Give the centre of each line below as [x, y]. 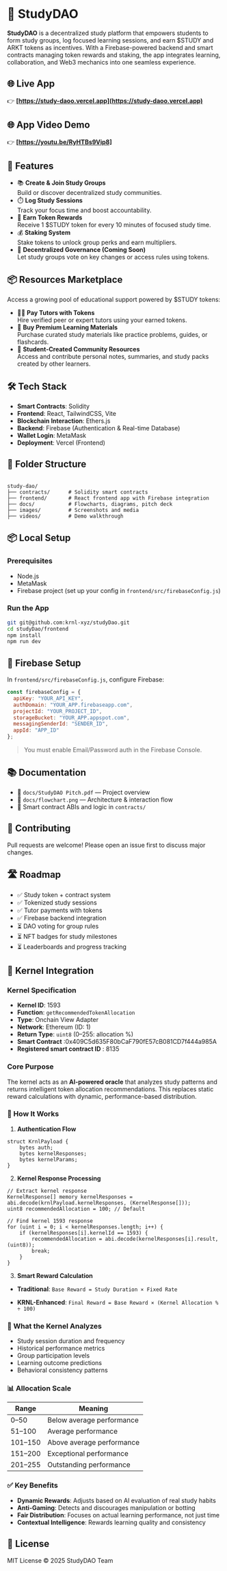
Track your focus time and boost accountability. [84, 210]
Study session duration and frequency [71, 1341]
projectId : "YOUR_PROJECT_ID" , [58, 711]
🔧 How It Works [33, 1114]
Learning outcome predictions [59, 1363]
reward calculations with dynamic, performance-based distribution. [102, 1096]
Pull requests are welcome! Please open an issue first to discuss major [106, 845]
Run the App [28, 608]
